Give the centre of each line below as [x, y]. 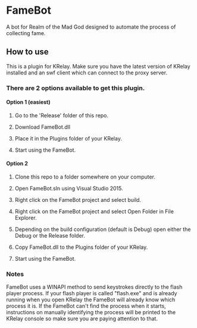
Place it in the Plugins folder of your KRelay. [68, 138]
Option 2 [17, 164]
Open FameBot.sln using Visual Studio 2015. [69, 189]
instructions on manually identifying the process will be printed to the [91, 313]
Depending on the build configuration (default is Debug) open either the [103, 229]
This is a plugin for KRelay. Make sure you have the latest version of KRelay [98, 66]
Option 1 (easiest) [28, 102]
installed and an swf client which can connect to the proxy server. [87, 73]
